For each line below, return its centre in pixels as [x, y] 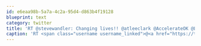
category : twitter [29, 23]
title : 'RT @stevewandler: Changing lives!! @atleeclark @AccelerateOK [97, 28]
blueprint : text [26, 17]
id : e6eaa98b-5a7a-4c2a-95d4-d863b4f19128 [60, 12]
